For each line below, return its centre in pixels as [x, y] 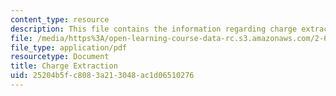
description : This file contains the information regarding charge [154, 29]
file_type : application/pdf [69, 47]
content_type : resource [60, 19]
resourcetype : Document [60, 57]
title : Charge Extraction [64, 66]
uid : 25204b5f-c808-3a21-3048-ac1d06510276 [102, 76]
